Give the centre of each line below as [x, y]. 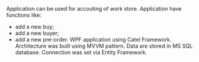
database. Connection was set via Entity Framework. [81, 52]
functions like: [24, 15]
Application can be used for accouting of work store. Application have [94, 9]
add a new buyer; [37, 33]
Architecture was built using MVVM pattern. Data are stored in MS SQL [104, 46]
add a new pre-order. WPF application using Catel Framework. [93, 39]
